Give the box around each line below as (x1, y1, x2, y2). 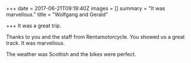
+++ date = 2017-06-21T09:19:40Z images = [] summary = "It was (6, 5, 165, 12)
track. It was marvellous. (6, 40, 65, 46)
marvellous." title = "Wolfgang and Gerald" (6, 11, 109, 18)
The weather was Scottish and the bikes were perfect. (6, 51, 136, 57)
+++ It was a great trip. (6, 23, 61, 29)
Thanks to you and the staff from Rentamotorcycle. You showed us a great (6, 34, 185, 40)
